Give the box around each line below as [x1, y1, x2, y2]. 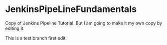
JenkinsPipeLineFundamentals [5, 3, 137, 15]
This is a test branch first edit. [5, 35, 67, 41]
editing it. [5, 25, 25, 31]
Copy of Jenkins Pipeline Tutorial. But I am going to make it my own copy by [5, 20, 162, 26]
